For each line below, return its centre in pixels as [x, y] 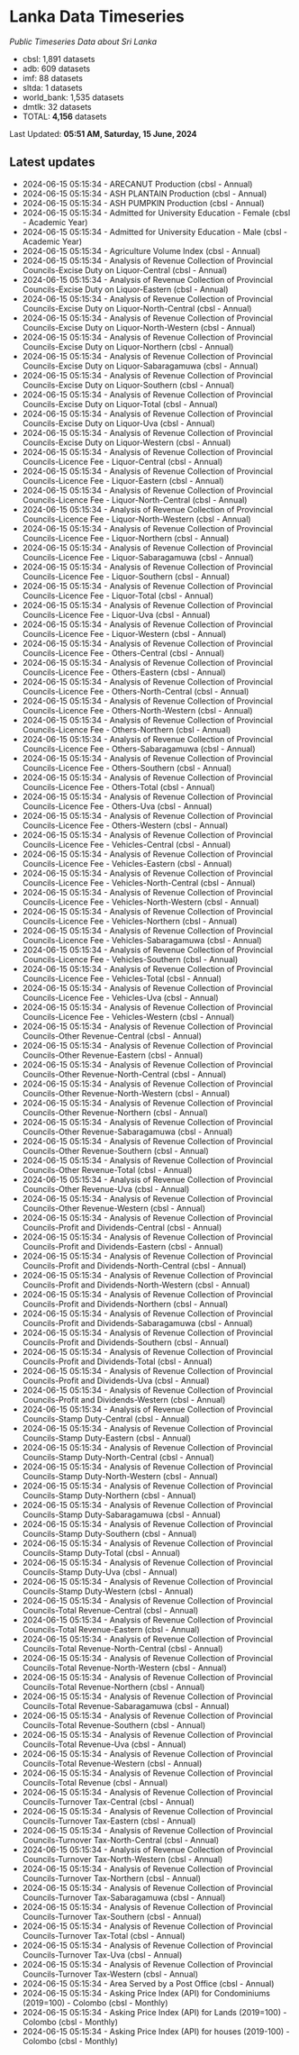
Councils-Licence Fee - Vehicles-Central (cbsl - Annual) [127, 844]
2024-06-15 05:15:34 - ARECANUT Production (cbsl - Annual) [137, 184]
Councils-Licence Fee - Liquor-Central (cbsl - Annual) [122, 461]
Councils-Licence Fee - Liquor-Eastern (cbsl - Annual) [123, 480]
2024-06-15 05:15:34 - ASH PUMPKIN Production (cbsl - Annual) [143, 203]
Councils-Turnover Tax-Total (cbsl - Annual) [104, 1935]
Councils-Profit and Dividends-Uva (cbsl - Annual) [116, 1380]
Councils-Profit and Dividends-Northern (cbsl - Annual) [125, 1304]
